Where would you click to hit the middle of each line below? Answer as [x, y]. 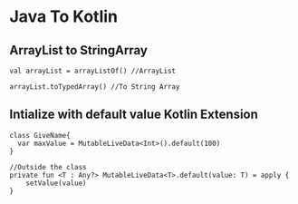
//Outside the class [48, 167]
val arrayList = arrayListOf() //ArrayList [93, 71]
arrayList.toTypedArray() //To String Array [95, 87]
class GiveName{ [40, 135]
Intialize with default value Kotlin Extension [134, 115]
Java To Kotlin [63, 17]
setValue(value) [57, 183]
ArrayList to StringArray [78, 50]
